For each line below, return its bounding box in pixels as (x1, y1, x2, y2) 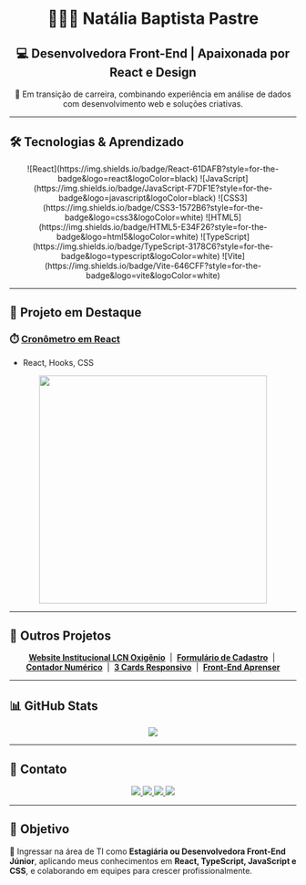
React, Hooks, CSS (22, 357, 94, 368)
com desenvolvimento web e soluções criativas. (62, 99, 244, 109)
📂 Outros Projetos (9, 628, 112, 643)
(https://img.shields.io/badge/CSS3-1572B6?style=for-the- (42, 202, 264, 213)
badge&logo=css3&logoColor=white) (64, 212, 204, 223)
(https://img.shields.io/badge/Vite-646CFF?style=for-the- (44, 260, 262, 271)
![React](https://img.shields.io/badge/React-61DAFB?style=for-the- (26, 163, 280, 174)
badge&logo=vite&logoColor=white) (86, 269, 220, 281)
